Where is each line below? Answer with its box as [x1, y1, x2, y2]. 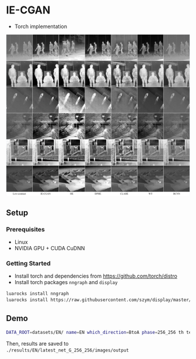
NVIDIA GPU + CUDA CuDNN [14, 245, 85, 252]
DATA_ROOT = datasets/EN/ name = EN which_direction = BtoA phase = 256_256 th [6, 329, 184, 335]
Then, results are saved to [6, 340, 69, 347]
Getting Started [6, 260, 51, 268]
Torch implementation [14, 23, 68, 30]
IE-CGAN [6, 4, 51, 17]
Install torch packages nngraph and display [14, 279, 118, 286]
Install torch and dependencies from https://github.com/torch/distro [14, 272, 178, 279]
